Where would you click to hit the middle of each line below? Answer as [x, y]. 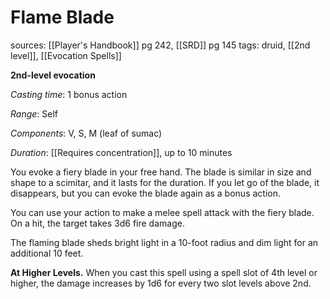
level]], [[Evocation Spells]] [66, 55]
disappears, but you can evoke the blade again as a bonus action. [145, 193]
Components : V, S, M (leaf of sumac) [86, 133]
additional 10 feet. [47, 253]
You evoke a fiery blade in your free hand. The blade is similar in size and [161, 172]
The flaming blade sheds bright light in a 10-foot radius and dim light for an [164, 242]
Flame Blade [62, 17]
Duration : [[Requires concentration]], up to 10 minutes [121, 152]
